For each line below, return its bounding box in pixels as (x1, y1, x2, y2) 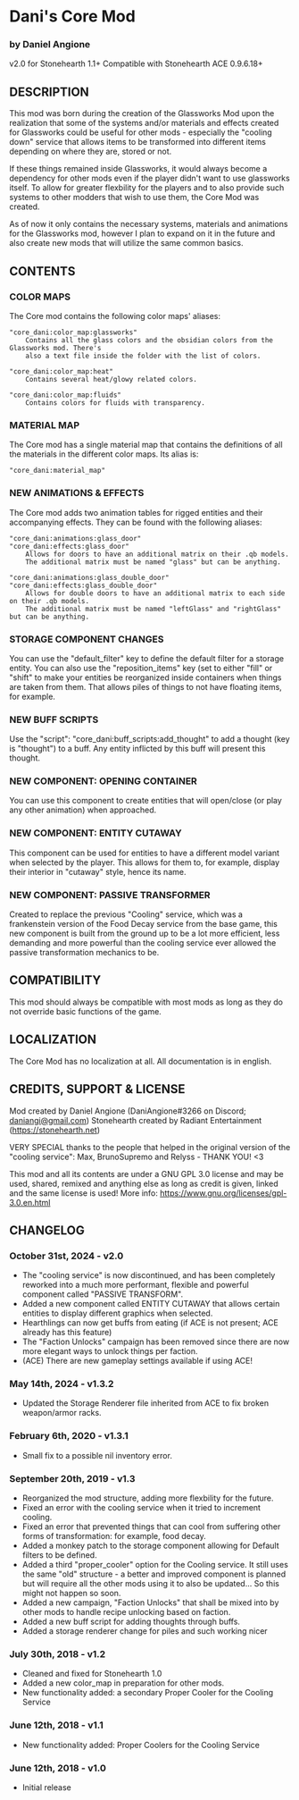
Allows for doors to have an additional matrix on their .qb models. (25, 550, 290, 559)
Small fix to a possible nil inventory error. (21, 1450, 172, 1460)
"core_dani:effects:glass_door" (9, 542, 129, 551)
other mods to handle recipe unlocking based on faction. (21, 1607, 231, 1618)
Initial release (21, 1781, 71, 1793)
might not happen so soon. (21, 1588, 121, 1599)
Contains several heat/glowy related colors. (25, 374, 198, 383)
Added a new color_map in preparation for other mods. (21, 1678, 225, 1688)
